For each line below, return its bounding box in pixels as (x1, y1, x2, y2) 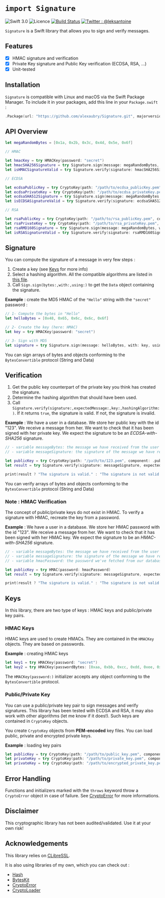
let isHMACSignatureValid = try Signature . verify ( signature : (5, 167, 133, 172)
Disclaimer (5, 807, 39, 815)
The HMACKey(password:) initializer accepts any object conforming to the (5, 673, 150, 679)
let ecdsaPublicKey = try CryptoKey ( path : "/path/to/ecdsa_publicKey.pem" (5, 185, 162, 190)
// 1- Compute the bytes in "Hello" (5, 311, 80, 316)
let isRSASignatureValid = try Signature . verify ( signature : (5, 230, 131, 235)
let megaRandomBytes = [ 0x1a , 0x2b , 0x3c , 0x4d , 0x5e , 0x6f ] (5, 140, 133, 145)
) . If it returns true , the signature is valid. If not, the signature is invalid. (12, 410, 156, 416)
